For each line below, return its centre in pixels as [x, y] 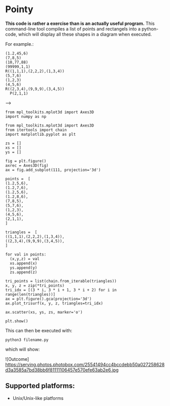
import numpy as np [26, 116]
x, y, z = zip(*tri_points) [35, 286]
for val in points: [26, 254]
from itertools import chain [36, 130]
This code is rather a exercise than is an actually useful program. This [80, 23]
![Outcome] [17, 359]
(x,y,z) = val [25, 259]
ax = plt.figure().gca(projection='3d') [49, 299]
